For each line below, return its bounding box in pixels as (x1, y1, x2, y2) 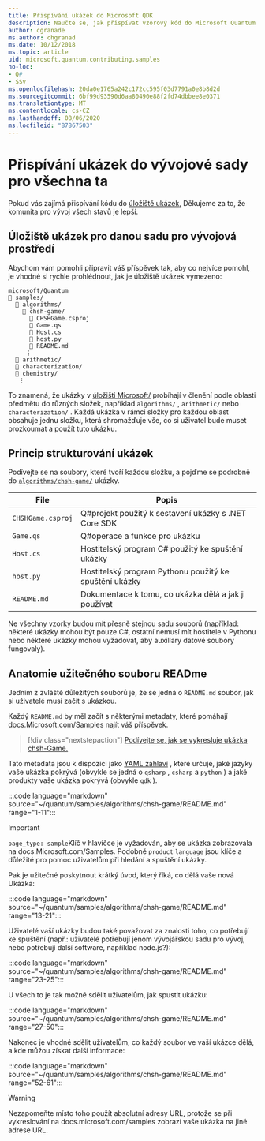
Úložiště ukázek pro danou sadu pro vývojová (8, 230, 237, 243)
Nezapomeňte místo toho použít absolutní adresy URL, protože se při (8, 1109, 233, 1118)
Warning (8, 1094, 35, 1103)
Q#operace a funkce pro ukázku (80, 530, 200, 541)
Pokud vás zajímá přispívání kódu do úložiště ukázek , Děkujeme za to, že (8, 198, 246, 208)
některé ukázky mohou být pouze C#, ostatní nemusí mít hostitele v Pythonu (8, 627, 256, 637)
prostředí (8, 242, 55, 256)
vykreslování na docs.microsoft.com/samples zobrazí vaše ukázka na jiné (8, 1117, 248, 1127)
